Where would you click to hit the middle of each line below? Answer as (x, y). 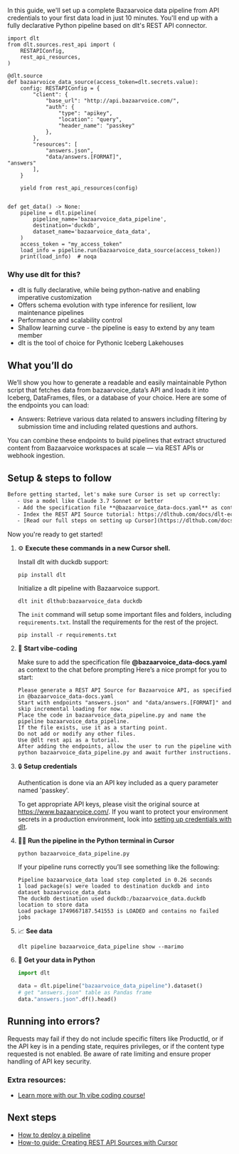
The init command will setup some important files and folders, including (124, 615)
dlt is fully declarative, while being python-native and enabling (109, 290)
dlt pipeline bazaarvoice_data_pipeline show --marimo (101, 947)
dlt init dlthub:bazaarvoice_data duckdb (80, 601)
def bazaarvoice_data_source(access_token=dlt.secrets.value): (103, 82)
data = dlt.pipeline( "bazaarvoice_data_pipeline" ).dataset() (110, 986)
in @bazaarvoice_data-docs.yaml (65, 697)
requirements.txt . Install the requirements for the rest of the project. (118, 622)
